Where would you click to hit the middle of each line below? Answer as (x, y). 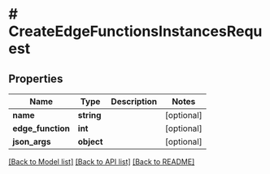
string (89, 115)
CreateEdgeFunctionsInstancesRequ (135, 31)
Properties (36, 78)
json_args (32, 141)
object (90, 141)
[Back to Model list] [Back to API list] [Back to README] (102, 162)
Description (134, 101)
